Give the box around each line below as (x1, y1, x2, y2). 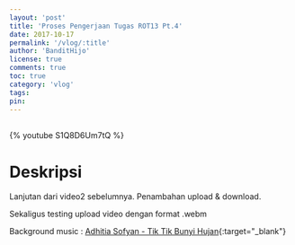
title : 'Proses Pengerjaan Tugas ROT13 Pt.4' (9, 22, 183, 31)
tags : (9, 88, 30, 97)
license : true (9, 55, 63, 64)
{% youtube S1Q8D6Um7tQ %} (9, 130, 124, 141)
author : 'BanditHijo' (9, 47, 91, 56)
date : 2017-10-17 (9, 30, 75, 39)
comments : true (9, 64, 67, 73)
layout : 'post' (9, 13, 67, 22)
